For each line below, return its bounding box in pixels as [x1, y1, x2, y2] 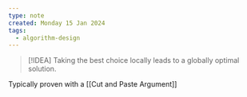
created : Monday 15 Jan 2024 [8, 19, 106, 27]
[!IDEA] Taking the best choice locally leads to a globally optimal [27, 56, 240, 65]
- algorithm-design [15, 33, 81, 42]
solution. [27, 64, 57, 74]
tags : [8, 26, 26, 34]
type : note [8, 11, 45, 20]
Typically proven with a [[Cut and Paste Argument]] [8, 80, 177, 89]
